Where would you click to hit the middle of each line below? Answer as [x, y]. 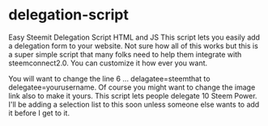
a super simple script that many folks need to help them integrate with [125, 54]
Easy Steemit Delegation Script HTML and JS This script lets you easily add [134, 37]
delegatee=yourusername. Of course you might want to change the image [132, 87]
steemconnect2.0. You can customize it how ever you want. [108, 63]
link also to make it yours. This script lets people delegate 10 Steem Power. [133, 95]
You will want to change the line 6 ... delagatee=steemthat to [109, 78]
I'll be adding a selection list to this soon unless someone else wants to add [134, 104]
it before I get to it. [39, 113]
